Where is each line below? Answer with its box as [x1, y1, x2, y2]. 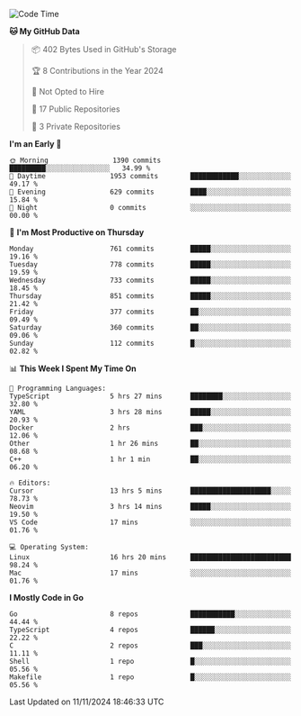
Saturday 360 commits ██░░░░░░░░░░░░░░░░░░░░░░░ [9, 323, 292, 332]
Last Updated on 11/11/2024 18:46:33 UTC [9, 696, 164, 707]
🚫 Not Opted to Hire [31, 86, 105, 96]
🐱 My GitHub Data [9, 26, 81, 36]
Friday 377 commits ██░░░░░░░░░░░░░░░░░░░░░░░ [9, 307, 292, 316]
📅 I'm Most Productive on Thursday [9, 227, 145, 238]
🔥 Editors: [9, 478, 51, 487]
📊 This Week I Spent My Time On [9, 363, 137, 374]
